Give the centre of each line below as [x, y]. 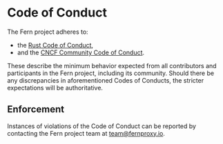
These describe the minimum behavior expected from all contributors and [112, 65]
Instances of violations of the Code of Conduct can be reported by [102, 126]
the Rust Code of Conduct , [55, 45]
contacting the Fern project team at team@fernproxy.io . [86, 133]
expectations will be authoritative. [55, 88]
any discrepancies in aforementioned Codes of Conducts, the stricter [106, 80]
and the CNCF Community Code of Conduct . [81, 52]
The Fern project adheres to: [48, 32]
